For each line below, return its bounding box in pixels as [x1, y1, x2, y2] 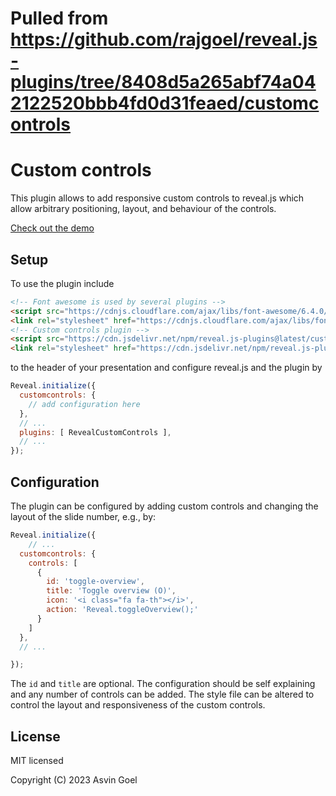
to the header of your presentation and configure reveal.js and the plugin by [10, 362, 323, 374]
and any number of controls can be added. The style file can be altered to [10, 688, 315, 701]
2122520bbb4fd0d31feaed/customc [10, 92, 320, 115]
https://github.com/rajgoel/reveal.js [10, 28, 318, 51]
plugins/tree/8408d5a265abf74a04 [10, 71, 317, 94]
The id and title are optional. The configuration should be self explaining [10, 678, 316, 690]
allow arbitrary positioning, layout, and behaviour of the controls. [10, 203, 277, 215]
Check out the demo [10, 222, 95, 234]
